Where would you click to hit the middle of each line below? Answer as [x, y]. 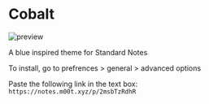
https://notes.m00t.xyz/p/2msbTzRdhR [72, 91]
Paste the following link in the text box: [73, 84]
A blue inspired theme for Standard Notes [78, 52]
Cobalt [32, 14]
